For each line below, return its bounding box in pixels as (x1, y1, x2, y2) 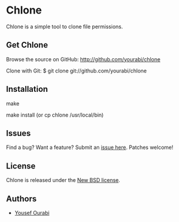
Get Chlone (6, 40, 48, 50)
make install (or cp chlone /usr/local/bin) (6, 111, 104, 118)
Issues (6, 128, 31, 138)
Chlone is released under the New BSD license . (6, 177, 120, 184)
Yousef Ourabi (14, 210, 50, 216)
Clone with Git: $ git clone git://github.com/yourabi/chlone (6, 67, 147, 74)
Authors (6, 194, 37, 204)
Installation (6, 84, 48, 94)
